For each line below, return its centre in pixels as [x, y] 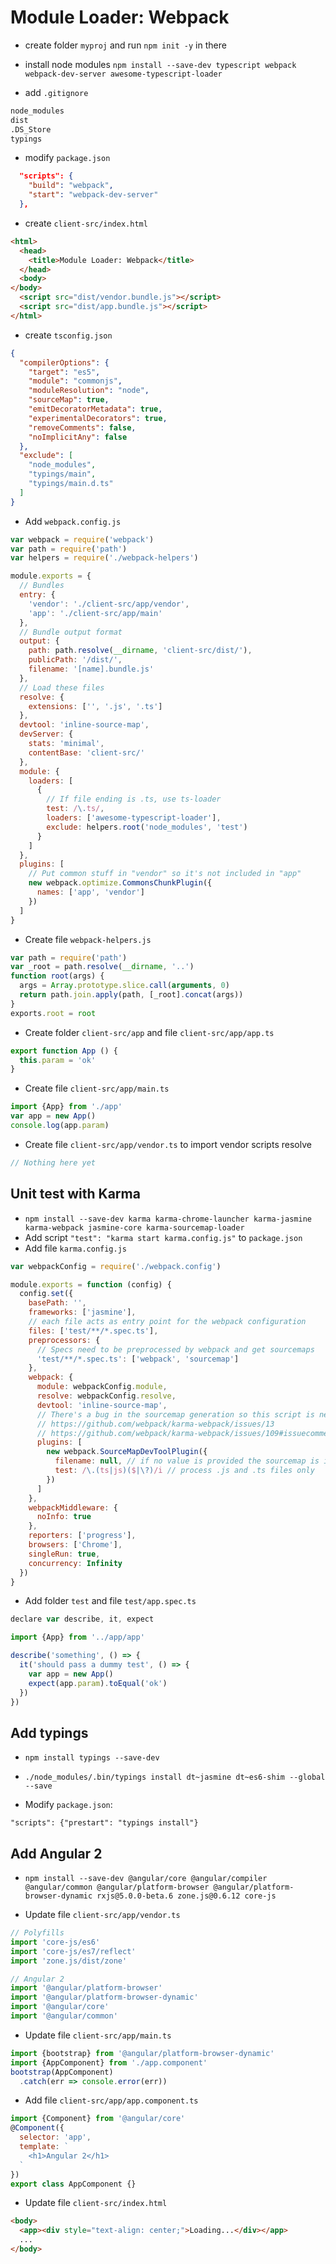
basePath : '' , [57, 1303]
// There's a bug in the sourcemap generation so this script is [175, 1414]
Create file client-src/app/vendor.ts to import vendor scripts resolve [168, 1144]
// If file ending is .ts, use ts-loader [134, 799]
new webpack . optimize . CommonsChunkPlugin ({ [120, 883]
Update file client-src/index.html [96, 2203]
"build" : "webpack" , [71, 186]
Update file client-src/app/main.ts [98, 2035]
